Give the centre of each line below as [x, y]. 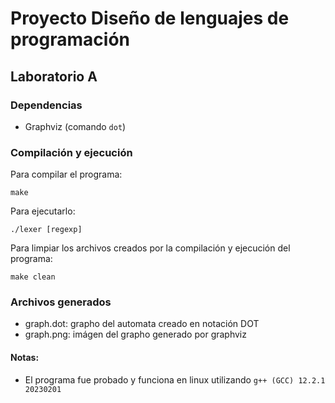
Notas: [25, 358]
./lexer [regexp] [46, 230]
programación [70, 39]
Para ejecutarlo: [43, 211]
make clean [33, 277]
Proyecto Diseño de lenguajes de [150, 18]
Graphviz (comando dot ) [75, 126]
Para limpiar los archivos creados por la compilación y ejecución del [150, 248]
